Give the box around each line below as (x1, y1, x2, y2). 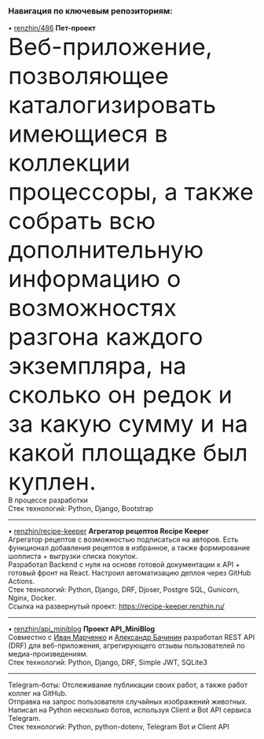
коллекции (8, 148, 131, 178)
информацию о (8, 263, 181, 294)
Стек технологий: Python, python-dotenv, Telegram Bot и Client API (8, 722, 229, 732)
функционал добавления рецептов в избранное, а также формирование (8, 543, 251, 553)
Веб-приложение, (8, 31, 213, 62)
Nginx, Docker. (8, 594, 57, 603)
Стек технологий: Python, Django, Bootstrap (8, 504, 154, 513)
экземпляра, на (8, 351, 187, 381)
